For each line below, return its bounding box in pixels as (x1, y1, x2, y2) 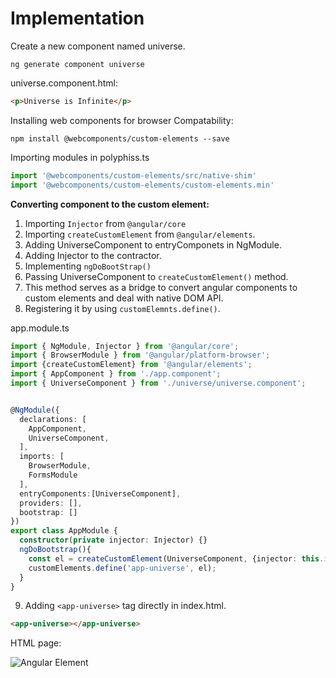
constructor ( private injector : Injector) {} (19, 535, 208, 546)
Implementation (10, 7, 145, 30)
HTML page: (10, 637, 62, 649)
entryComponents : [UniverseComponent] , (19, 488, 182, 499)
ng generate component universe (10, 59, 145, 69)
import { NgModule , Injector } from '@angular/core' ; (10, 341, 240, 351)
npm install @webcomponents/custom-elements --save (10, 133, 230, 144)
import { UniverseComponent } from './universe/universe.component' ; (10, 378, 307, 389)
